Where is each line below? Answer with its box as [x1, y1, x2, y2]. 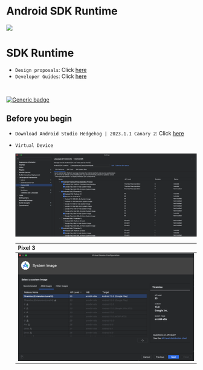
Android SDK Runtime [6, 4, 118, 18]
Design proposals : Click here [14, 66, 87, 73]
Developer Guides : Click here [14, 73, 87, 80]
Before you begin [6, 114, 72, 124]
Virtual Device [14, 142, 54, 149]
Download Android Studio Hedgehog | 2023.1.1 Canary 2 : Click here [14, 129, 184, 137]
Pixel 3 [18, 244, 36, 252]
